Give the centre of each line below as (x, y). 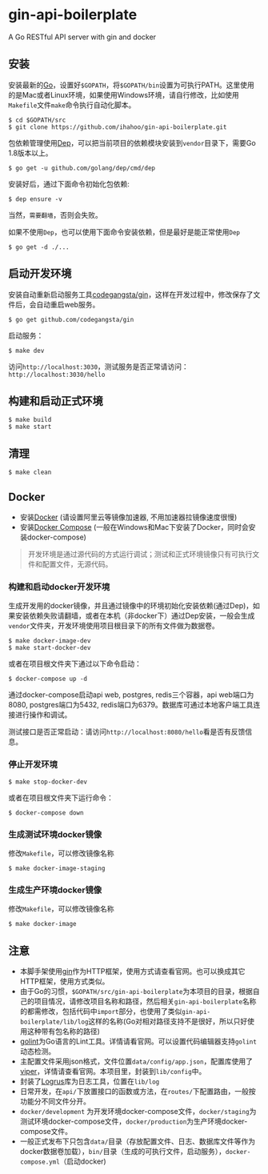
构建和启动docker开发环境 (59, 587)
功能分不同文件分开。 (55, 1101)
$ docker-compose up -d (48, 679)
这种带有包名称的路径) (63, 1031)
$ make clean (30, 473)
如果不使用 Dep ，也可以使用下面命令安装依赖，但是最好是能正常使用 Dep (124, 232)
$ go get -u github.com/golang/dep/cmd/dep (82, 168)
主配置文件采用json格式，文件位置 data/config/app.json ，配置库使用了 (136, 1061)
